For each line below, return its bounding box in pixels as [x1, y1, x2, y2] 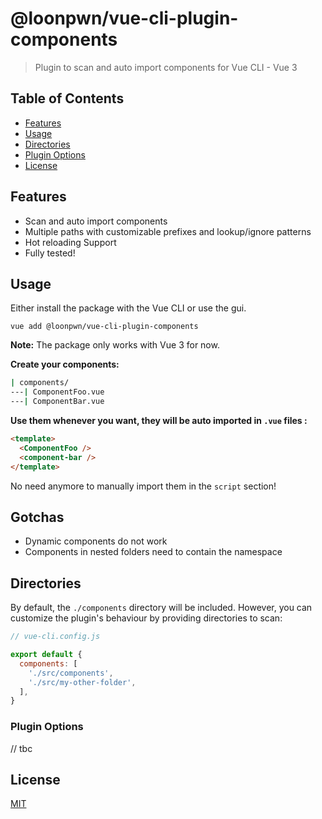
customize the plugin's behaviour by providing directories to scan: [10, 612, 283, 624]
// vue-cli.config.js [10, 632, 101, 642]
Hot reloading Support [24, 236, 117, 248]
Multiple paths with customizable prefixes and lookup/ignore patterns [24, 225, 312, 237]
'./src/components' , [28, 668, 114, 678]
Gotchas [10, 508, 65, 526]
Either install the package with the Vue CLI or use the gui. [10, 302, 247, 314]
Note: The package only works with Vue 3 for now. [10, 339, 220, 351]
